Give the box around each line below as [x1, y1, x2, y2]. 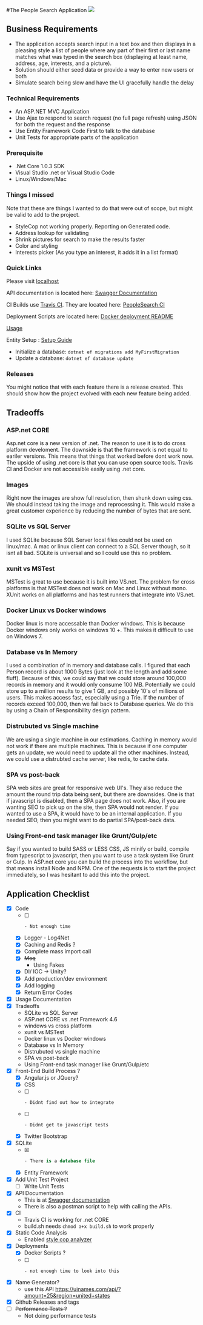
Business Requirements [6, 24, 98, 35]
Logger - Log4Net [24, 934, 70, 941]
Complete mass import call [24, 948, 92, 955]
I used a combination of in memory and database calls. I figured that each [6, 662, 190, 669]
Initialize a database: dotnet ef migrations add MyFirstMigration [15, 348, 179, 355]
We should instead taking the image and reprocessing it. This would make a [6, 501, 195, 508]
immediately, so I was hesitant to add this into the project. [6, 871, 150, 879]
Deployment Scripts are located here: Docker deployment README [6, 313, 174, 320]
